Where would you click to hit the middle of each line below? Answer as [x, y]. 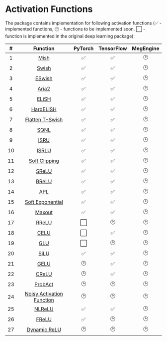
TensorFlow [113, 48]
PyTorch [84, 48]
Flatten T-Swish [44, 120]
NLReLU [44, 309]
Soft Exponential [44, 202]
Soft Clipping [44, 161]
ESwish [44, 78]
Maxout [44, 212]
